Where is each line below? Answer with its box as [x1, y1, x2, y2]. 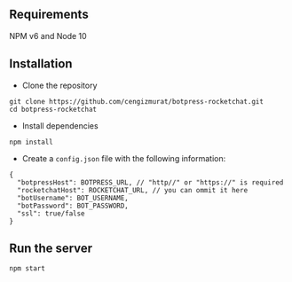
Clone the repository [21, 80, 98, 90]
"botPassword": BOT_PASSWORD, [17, 201, 129, 210]
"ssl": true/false [17, 208, 86, 218]
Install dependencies [21, 120, 99, 131]
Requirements [9, 7, 89, 22]
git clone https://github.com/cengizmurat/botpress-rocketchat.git [9, 97, 264, 106]
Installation [9, 57, 73, 72]
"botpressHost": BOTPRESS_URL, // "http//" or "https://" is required [17, 177, 284, 187]
